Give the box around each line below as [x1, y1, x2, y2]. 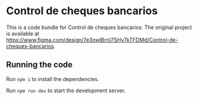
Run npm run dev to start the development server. [6, 87, 126, 94]
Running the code [6, 60, 73, 70]
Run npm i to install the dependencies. [6, 75, 99, 82]
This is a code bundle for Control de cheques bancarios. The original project [6, 24, 192, 31]
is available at [6, 30, 40, 37]
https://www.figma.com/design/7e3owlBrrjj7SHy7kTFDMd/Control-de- [6, 36, 178, 43]
